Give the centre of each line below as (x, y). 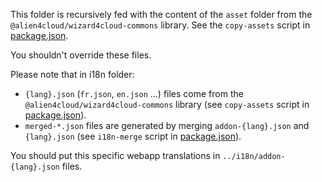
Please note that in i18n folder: (72, 74)
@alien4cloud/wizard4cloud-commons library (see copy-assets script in (167, 104)
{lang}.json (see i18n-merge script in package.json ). (133, 136)
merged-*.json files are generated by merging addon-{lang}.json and (167, 125)
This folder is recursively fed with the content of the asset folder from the (161, 14)
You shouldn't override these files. (81, 55)
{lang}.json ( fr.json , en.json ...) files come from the (134, 93)
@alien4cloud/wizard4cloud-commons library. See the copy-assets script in (160, 25)
